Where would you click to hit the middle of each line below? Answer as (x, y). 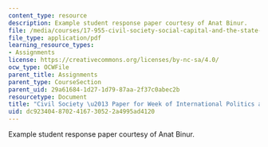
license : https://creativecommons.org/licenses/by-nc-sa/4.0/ (114, 60)
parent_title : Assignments (53, 75)
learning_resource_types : (51, 45)
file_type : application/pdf (55, 38)
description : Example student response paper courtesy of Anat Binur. (128, 23)
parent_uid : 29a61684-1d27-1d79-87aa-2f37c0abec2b (94, 89)
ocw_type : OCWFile (39, 68)
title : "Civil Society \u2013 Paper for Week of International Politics (132, 104)
